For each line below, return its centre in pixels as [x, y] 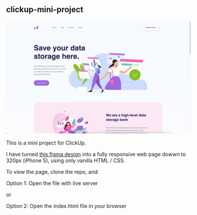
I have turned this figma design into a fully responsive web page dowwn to [96, 154]
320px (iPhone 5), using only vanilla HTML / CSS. [66, 160]
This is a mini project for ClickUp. [46, 143]
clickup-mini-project [45, 10]
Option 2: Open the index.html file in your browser [67, 206]
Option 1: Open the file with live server [52, 183]
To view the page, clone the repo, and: [53, 172]
